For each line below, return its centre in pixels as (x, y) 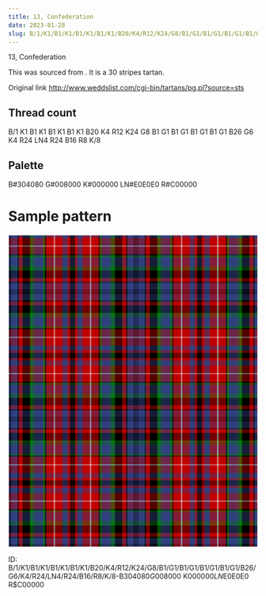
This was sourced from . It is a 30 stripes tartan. (86, 72)
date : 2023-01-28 (37, 25)
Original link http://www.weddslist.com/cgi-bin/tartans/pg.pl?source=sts (126, 88)
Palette (26, 165)
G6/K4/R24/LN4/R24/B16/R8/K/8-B (66, 576)
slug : (17, 33)
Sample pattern (60, 216)
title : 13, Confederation (51, 17)
